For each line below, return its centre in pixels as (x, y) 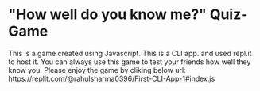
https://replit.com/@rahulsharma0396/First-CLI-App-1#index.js (112, 78)
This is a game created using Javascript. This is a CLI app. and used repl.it (130, 53)
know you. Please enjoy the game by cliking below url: (97, 70)
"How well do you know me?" (107, 15)
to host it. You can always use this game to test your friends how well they (130, 62)
